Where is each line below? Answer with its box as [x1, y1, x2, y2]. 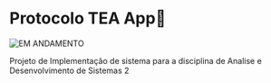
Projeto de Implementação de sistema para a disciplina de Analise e [9, 55, 263, 66]
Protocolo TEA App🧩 [9, 8, 167, 29]
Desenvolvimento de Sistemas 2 [9, 65, 130, 76]
